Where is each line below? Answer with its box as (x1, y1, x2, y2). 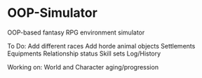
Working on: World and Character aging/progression (7, 63, 159, 71)
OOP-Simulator (7, 5, 98, 21)
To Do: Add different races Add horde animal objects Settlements (7, 41, 196, 50)
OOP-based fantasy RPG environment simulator (7, 28, 145, 37)
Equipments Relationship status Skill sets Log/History (7, 49, 161, 58)
